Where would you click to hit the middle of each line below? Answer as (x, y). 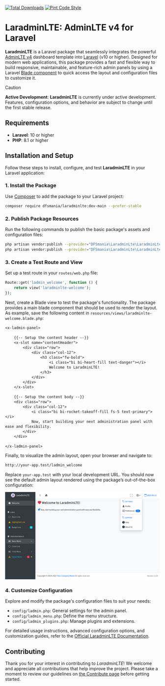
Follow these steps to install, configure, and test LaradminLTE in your (75, 167)
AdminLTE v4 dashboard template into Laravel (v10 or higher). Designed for (82, 57)
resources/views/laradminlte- (121, 313)
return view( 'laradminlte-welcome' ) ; (53, 288)
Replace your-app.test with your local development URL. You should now (80, 474)
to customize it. (21, 78)
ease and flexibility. (28, 426)
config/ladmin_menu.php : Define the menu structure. (65, 616)
